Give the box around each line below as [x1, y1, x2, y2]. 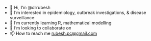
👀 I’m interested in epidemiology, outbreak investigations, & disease [9, 10, 146, 15]
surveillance [9, 15, 35, 20]
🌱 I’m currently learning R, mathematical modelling [9, 20, 112, 26]
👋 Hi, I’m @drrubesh [9, 5, 50, 10]
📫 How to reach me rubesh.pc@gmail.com [9, 30, 97, 36]
